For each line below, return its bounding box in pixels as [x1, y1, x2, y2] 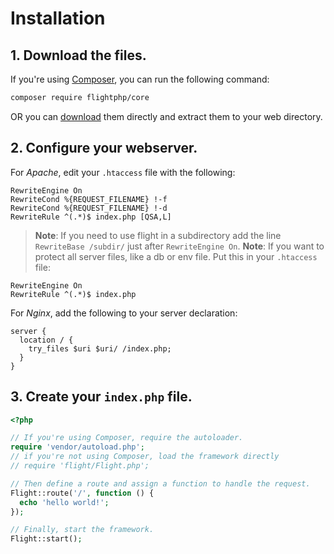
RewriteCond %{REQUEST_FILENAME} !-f [10, 194, 168, 204]
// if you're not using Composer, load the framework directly [10, 452, 280, 462]
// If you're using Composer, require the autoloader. [10, 433, 244, 443]
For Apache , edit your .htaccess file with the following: [10, 166, 236, 178]
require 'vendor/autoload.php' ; [10, 442, 145, 452]
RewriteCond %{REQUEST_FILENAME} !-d [10, 203, 168, 213]
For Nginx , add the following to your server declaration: [10, 307, 238, 319]
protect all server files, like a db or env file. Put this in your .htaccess [34, 250, 318, 262]
